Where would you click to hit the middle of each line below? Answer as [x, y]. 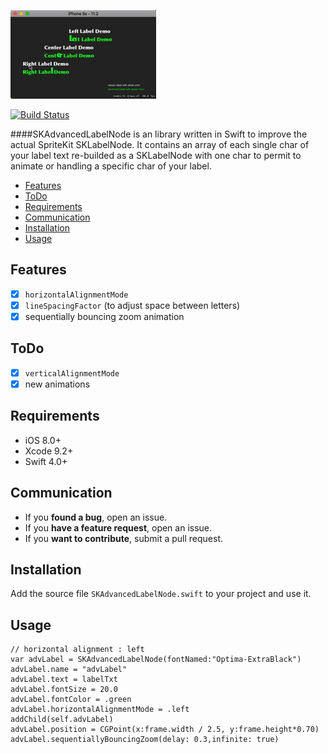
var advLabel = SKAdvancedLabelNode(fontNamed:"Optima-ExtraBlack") [156, 660]
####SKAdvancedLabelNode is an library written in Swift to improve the [159, 134]
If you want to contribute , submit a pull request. [123, 538]
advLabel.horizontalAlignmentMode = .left [100, 710]
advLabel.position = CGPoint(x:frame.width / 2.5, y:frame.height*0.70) [165, 730]
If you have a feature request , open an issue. [118, 527]
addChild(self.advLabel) [62, 720]
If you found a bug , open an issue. [96, 517]
